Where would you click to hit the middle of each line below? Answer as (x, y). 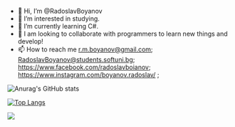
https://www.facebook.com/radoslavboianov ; (84, 67)
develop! (31, 41)
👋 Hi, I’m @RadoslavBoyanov (60, 11)
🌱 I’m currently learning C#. (58, 26)
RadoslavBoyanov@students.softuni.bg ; (76, 60)
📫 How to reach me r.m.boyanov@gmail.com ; (85, 49)
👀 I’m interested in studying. (58, 19)
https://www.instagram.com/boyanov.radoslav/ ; (88, 75)
